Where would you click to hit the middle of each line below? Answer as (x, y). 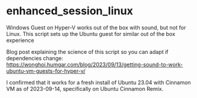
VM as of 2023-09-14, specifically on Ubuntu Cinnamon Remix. (85, 88)
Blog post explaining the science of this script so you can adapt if (87, 51)
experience (20, 40)
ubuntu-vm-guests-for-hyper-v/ (46, 71)
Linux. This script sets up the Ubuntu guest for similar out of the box (91, 33)
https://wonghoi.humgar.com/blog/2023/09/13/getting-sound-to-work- (95, 65)
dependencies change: (35, 58)
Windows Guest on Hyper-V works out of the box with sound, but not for (96, 27)
